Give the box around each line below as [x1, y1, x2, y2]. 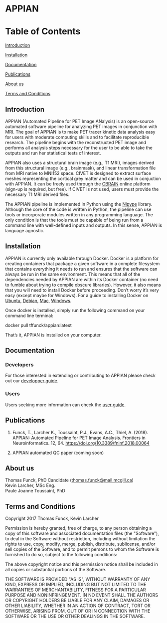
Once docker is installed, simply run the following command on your [5, 307, 145, 313]
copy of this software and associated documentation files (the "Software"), [5, 530, 160, 536]
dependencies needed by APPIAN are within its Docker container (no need [5, 276, 159, 282]
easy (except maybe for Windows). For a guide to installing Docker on [5, 292, 149, 298]
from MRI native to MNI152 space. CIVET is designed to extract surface [5, 170, 151, 176]
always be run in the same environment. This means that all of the [5, 271, 141, 277]
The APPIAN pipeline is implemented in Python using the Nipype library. [5, 201, 153, 207]
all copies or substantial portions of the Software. [5, 567, 106, 573]
